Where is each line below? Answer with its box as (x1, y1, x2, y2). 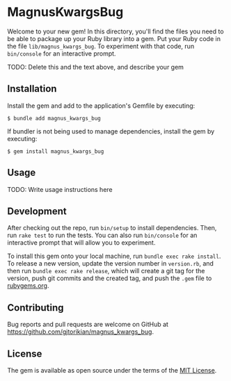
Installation (7, 83, 57, 95)
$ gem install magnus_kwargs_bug (7, 147, 104, 155)
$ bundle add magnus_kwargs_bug (7, 115, 101, 122)
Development (7, 205, 67, 217)
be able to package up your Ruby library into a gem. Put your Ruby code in (7, 34, 221, 42)
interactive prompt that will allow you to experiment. (7, 238, 156, 247)
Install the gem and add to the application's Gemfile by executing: (7, 102, 196, 110)
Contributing (7, 302, 64, 314)
